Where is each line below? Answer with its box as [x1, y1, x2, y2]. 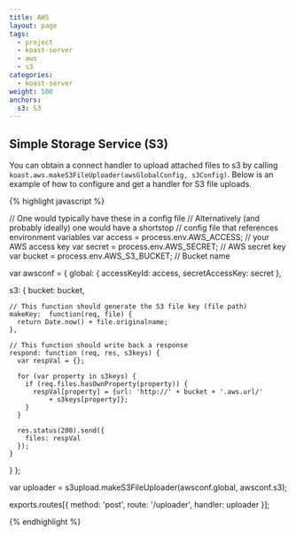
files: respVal [25, 434, 82, 443]
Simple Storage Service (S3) [9, 136, 168, 151]
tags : [9, 29, 29, 38]
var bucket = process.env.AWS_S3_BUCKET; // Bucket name [9, 251, 230, 261]
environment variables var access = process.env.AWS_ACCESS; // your [9, 232, 270, 243]
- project [17, 37, 53, 47]
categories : [9, 71, 53, 80]
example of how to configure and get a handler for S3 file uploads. [9, 179, 253, 190]
